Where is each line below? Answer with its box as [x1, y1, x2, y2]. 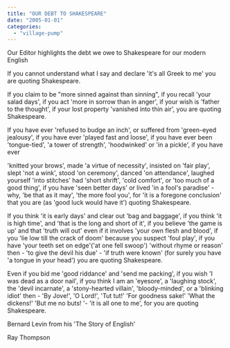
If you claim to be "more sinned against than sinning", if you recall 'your [7, 90, 211, 99]
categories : [7, 23, 42, 30]
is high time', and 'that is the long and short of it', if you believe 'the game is [7, 219, 223, 228]
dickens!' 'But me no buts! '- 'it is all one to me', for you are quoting [7, 299, 199, 308]
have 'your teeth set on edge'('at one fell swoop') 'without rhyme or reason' [7, 241, 224, 250]
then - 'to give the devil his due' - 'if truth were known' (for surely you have [7, 249, 222, 257]
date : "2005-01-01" [7, 17, 64, 24]
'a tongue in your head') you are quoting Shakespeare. [7, 256, 163, 265]
